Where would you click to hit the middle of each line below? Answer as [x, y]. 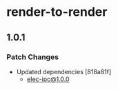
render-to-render [57, 12]
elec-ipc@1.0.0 [48, 79]
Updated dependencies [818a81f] [64, 71]
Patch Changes [33, 57]
